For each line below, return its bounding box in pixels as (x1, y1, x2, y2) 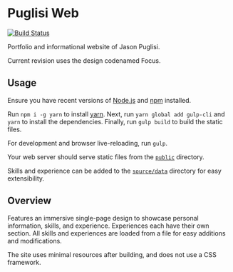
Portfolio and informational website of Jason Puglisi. (7, 42, 160, 51)
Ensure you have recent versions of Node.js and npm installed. (7, 96, 192, 104)
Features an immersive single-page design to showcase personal (7, 213, 199, 222)
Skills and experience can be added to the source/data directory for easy (7, 166, 222, 175)
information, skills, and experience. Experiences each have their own (7, 221, 209, 230)
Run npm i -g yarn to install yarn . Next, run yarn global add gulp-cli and (7, 109, 226, 119)
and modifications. (7, 236, 62, 245)
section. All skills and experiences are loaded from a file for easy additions (7, 228, 226, 237)
